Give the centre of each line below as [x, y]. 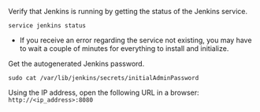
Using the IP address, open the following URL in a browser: [104, 92]
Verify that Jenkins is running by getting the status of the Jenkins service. [128, 11]
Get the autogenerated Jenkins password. [76, 63]
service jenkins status [47, 26]
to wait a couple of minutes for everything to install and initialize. [124, 49]
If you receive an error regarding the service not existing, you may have [136, 40]
